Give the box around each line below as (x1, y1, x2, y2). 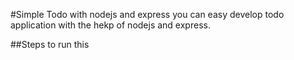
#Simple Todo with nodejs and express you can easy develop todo (10, 9, 285, 20)
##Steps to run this (10, 39, 90, 50)
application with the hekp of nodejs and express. (10, 19, 211, 31)
